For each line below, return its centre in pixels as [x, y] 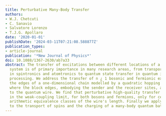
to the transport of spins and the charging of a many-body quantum [82, 106]
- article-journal [24, 51]
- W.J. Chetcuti [22, 19]
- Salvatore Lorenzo [26, 28]
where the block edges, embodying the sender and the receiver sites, [84, 88]
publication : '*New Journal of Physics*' [48, 56]
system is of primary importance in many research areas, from [76, 70]
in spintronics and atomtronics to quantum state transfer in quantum [84, 74]
